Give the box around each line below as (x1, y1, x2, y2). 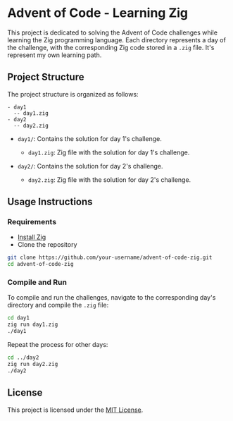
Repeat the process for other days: (7, 341, 108, 349)
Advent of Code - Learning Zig (7, 5, 189, 21)
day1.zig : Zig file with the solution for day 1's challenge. (27, 148, 190, 157)
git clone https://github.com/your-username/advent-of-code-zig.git (7, 254, 213, 262)
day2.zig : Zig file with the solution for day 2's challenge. (27, 175, 191, 184)
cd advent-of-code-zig (7, 261, 74, 268)
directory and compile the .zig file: (7, 301, 109, 310)
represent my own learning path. (7, 51, 102, 59)
